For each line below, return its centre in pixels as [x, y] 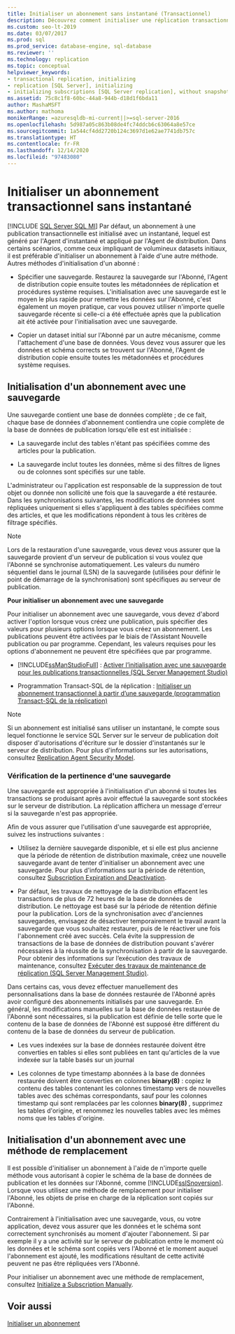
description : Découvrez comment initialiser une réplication [98, 20]
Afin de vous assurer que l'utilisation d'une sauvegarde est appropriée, [109, 827]
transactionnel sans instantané [100, 207]
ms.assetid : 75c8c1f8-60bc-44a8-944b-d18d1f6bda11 [83, 99]
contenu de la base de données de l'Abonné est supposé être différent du [113, 1024]
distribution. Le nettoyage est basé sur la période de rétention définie [117, 906]
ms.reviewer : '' [31, 53]
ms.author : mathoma [36, 111]
